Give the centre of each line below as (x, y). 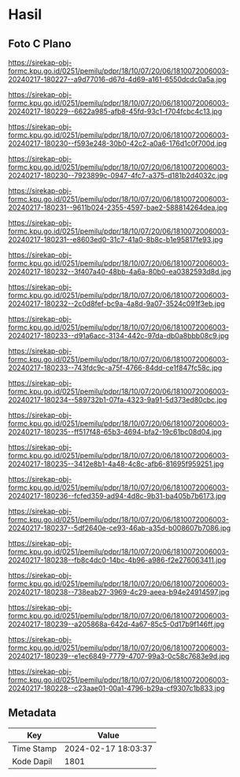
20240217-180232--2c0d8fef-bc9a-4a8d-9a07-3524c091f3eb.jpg (117, 304)
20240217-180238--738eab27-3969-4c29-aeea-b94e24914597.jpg (119, 592)
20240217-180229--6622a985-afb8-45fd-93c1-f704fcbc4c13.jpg (115, 111)
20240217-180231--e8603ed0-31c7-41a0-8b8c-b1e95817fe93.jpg (116, 239)
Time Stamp (35, 749)
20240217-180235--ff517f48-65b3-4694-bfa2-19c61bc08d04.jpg (115, 432)
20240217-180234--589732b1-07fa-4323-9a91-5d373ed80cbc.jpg (118, 400)
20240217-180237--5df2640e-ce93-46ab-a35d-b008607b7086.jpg (120, 528)
